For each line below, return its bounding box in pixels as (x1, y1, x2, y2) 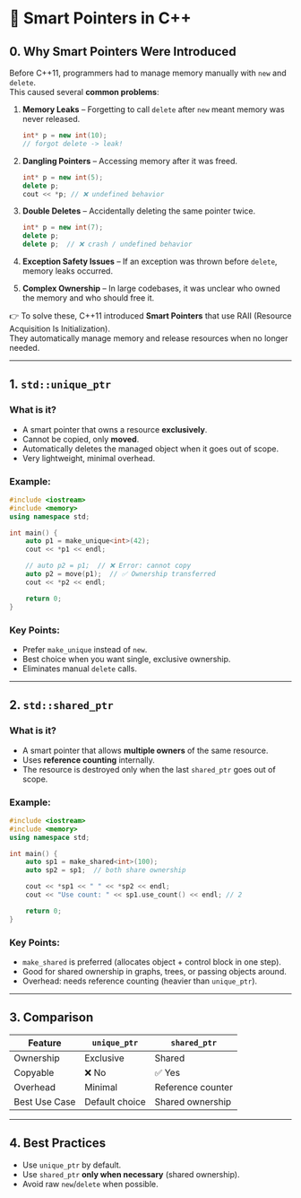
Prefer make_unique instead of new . (21, 643, 148, 654)
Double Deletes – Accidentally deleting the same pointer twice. (21, 205, 256, 216)
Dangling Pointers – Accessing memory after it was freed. (21, 155, 238, 166)
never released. (21, 114, 81, 124)
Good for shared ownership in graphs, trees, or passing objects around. (21, 966, 287, 976)
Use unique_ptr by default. (21, 1159, 122, 1170)
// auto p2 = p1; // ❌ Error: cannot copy (25, 561, 192, 571)
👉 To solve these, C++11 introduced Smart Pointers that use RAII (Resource (9, 310, 292, 321)
